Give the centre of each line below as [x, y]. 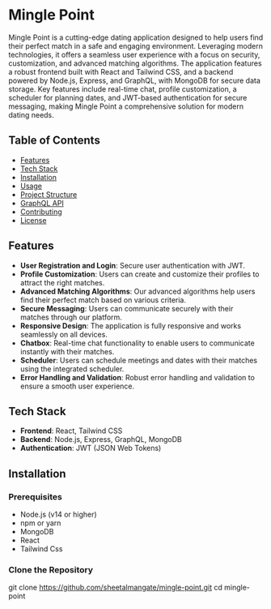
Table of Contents [55, 141]
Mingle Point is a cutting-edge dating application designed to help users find [136, 37]
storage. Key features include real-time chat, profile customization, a [123, 89]
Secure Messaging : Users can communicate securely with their [127, 308]
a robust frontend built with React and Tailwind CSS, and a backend [121, 71]
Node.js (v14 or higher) [58, 515]
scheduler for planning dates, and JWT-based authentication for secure [128, 97]
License [33, 220]
